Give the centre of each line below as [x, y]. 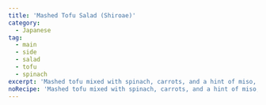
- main [26, 45]
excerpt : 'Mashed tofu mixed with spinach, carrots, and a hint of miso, [133, 81]
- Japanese [33, 30]
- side [26, 52]
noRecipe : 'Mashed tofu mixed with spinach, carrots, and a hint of [123, 89]
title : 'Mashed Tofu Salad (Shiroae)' [72, 15]
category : [25, 23]
